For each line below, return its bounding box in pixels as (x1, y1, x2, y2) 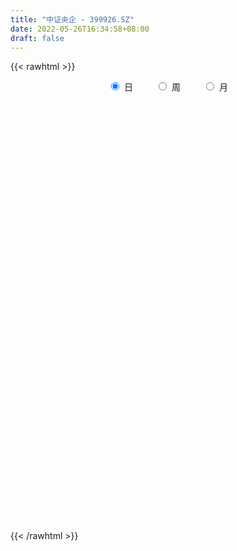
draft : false (10, 33, 65, 43)
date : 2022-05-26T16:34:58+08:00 (10, 24, 150, 34)
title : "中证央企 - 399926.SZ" (10, 14, 135, 25)
